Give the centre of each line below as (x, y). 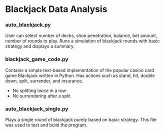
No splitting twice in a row (39, 90)
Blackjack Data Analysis (56, 9)
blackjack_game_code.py (37, 59)
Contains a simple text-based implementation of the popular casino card (80, 70)
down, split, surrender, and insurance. (44, 80)
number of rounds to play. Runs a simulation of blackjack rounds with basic (82, 41)
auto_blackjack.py (28, 25)
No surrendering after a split (41, 95)
